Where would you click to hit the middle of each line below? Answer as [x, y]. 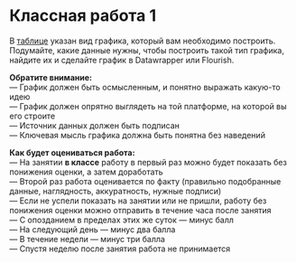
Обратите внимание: [51, 77]
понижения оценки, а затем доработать [87, 172]
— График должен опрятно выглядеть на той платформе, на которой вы [148, 106]
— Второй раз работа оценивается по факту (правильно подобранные [145, 181]
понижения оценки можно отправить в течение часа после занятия [140, 210]
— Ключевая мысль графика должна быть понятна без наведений [138, 135]
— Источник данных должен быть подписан [95, 125]
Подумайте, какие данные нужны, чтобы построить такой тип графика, [147, 50]
